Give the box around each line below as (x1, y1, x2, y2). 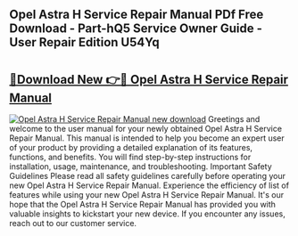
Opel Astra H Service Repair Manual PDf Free (9, 7, 264, 22)
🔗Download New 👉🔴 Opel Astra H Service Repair (9, 71, 288, 87)
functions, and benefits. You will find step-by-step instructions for (9, 151, 252, 162)
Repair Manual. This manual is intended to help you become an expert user (9, 133, 286, 143)
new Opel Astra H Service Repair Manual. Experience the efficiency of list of (9, 180, 290, 191)
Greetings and (208, 114, 261, 124)
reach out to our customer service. (9, 218, 137, 228)
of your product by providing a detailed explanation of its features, (9, 142, 252, 152)
